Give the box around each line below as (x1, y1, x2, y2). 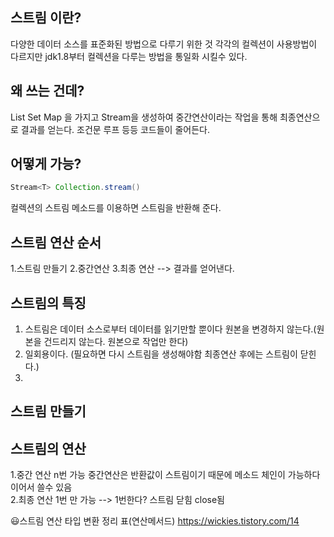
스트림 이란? (10, 9, 82, 27)
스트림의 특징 (10, 294, 87, 312)
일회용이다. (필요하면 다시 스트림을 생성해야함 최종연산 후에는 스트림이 (24, 348, 298, 360)
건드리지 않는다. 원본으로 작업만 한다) (43, 335, 189, 347)
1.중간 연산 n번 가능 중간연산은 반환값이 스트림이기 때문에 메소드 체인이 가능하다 (10, 469, 321, 481)
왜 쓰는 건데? (10, 83, 85, 100)
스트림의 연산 (10, 440, 87, 457)
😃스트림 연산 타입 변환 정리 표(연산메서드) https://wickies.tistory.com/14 (10, 515, 300, 527)
